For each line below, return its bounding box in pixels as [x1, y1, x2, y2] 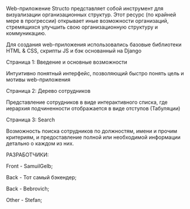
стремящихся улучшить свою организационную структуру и [6, 23, 158, 30]
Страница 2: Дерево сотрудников [6, 88, 91, 94]
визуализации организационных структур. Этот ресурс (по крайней [6, 11, 177, 18]
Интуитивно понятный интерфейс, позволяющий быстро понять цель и [6, 70, 184, 76]
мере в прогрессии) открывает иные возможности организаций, [6, 18, 169, 24]
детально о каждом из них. [6, 140, 74, 147]
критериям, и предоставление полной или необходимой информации [6, 134, 181, 141]
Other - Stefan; [6, 197, 43, 203]
